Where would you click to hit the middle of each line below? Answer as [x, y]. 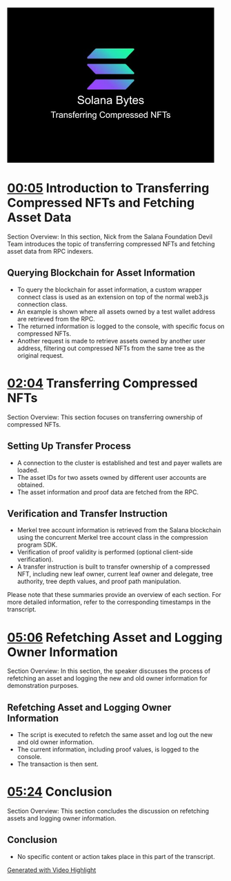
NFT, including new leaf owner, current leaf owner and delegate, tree [115, 574]
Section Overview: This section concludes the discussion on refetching [108, 811]
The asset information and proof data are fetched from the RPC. [108, 492]
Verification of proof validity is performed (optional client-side [105, 552]
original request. [40, 355]
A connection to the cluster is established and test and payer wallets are [120, 463]
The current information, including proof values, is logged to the [108, 749]
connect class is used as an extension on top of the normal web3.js [113, 296]
